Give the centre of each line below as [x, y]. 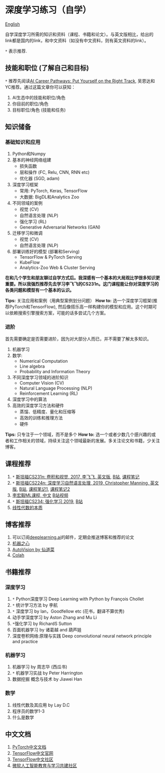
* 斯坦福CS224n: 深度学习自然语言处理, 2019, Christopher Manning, [81, 483]
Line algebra [32, 366]
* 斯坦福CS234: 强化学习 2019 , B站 [47, 501]
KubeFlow [30, 263]
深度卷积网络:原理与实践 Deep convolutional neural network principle [82, 636]
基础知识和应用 [23, 142]
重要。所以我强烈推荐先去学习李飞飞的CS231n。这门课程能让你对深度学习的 [82, 284]
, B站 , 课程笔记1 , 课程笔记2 [43, 489]
